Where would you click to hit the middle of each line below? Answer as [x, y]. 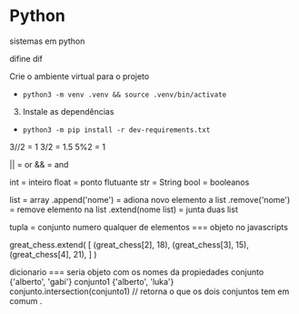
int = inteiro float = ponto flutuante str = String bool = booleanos [130, 182]
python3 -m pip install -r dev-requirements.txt [116, 130]
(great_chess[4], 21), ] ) [53, 254]
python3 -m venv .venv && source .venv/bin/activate [125, 95]
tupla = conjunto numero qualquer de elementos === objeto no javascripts [149, 227]
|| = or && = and [39, 164]
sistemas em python [47, 41]
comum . [26, 300]
